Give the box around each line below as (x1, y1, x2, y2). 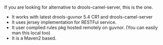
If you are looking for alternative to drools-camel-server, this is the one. (4, 4, 153, 10)
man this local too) (11, 30, 51, 35)
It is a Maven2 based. (11, 35, 57, 41)
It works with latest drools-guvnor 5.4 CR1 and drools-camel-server (11, 14, 153, 19)
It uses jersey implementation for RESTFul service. (11, 19, 117, 25)
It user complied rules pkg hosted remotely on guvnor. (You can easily (11, 24, 158, 30)
